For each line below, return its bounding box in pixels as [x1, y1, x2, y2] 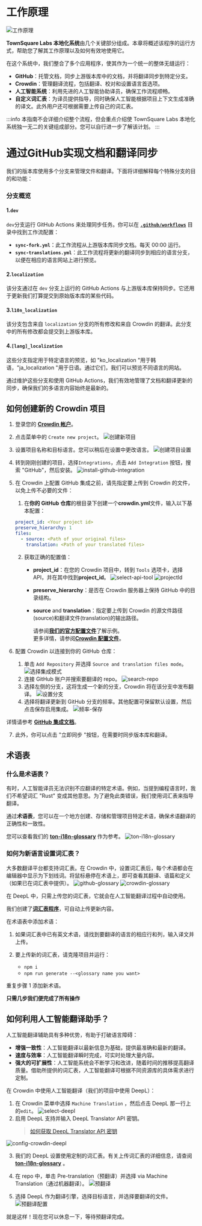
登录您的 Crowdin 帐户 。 [14, 421, 77, 428]
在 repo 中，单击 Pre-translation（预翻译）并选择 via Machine [14, 1172, 168, 1180]
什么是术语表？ [6, 770, 50, 778]
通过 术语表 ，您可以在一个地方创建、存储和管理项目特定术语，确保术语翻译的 [6, 813, 196, 820]
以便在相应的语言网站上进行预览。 [14, 257, 100, 263]
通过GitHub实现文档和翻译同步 [6, 146, 158, 160]
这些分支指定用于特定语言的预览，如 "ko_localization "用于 [6, 356, 151, 363]
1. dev [6, 207, 19, 214]
